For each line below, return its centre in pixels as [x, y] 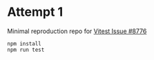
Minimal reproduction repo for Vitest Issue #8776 [77, 31]
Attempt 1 [35, 12]
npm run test [26, 50]
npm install [24, 43]
